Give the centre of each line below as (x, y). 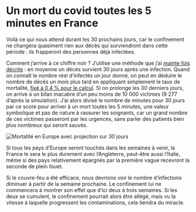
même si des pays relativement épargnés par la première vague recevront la (98, 160)
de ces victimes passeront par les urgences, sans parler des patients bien (95, 119)
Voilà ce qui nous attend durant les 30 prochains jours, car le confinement (95, 39)
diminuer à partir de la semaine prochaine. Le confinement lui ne (84, 184)
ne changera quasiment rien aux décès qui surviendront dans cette (87, 46)
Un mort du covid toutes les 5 (79, 11)
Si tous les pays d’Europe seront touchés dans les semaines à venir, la (91, 148)
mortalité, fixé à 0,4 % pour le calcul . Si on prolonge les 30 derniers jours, (95, 88)
